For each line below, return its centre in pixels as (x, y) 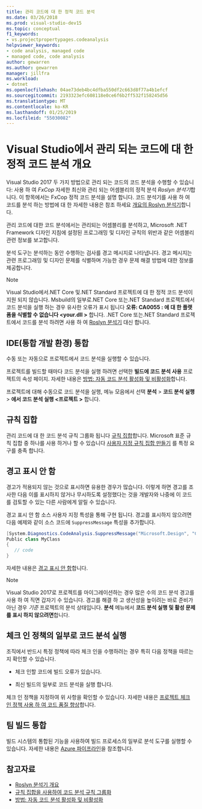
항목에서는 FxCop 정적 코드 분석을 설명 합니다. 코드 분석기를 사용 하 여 (108, 197)
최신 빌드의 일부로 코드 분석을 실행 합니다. (64, 684)
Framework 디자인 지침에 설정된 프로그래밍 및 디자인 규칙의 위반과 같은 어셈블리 (100, 232)
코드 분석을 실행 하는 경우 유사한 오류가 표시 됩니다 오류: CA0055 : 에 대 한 (94, 308)
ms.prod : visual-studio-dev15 (44, 23)
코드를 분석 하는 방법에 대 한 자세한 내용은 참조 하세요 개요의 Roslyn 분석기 (94, 205)
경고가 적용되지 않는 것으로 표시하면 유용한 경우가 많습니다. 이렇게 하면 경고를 (97, 486)
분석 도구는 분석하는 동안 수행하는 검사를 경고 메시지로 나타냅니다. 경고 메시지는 (99, 253)
